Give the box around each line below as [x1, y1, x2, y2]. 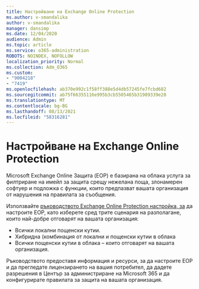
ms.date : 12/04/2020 [6, 31, 58, 37]
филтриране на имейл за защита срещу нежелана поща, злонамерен [6, 178, 183, 185]
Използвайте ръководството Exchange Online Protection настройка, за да [6, 203, 193, 210]
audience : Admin [6, 36, 46, 42]
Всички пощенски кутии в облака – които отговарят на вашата [14, 240, 175, 247]
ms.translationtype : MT [6, 97, 66, 103]
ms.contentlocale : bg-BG [6, 102, 68, 109]
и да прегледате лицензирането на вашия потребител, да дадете [6, 263, 172, 271]
